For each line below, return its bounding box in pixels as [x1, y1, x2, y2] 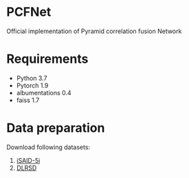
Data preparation [6, 120, 105, 136]
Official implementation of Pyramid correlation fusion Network [6, 27, 182, 35]
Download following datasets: [6, 143, 91, 151]
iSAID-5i [16, 156, 41, 164]
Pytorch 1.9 [16, 81, 49, 90]
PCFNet [6, 4, 52, 20]
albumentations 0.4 [16, 88, 71, 97]
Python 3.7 [16, 74, 47, 82]
